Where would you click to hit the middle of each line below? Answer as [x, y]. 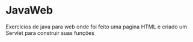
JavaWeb [29, 10]
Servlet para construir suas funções [50, 33]
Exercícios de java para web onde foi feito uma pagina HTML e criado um [96, 27]
